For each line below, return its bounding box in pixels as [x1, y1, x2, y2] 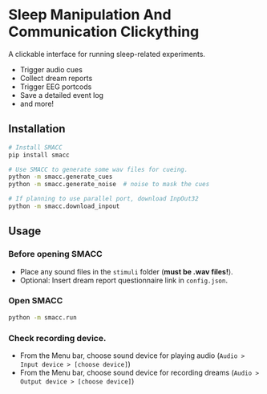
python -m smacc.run [8, 313, 78, 322]
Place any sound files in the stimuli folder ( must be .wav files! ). [19, 266, 234, 276]
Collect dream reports [19, 73, 93, 83]
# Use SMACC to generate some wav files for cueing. [8, 165, 188, 173]
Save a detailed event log [19, 90, 104, 100]
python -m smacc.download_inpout [8, 202, 120, 210]
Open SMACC [8, 295, 63, 307]
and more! [19, 99, 55, 108]
